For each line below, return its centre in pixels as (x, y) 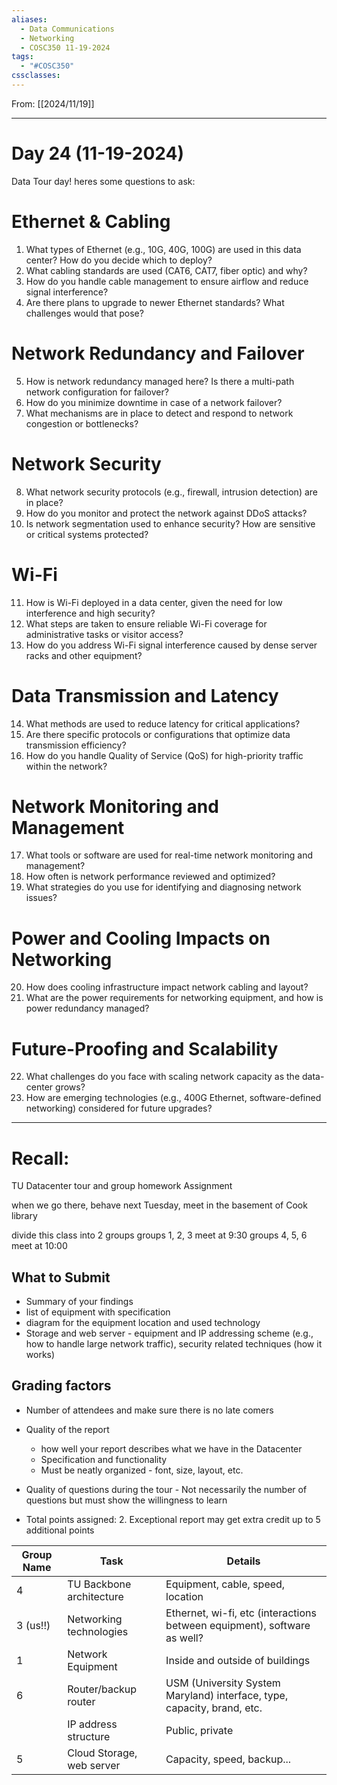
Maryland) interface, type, (227, 1695)
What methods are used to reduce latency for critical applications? (163, 723)
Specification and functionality (104, 1459)
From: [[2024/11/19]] (53, 103)
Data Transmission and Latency (145, 695)
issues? (41, 898)
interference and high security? (90, 613)
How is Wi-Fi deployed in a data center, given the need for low (154, 602)
